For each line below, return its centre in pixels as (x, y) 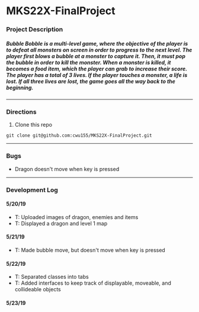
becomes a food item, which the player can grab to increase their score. (97, 69)
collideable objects (38, 290)
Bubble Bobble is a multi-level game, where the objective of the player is (97, 43)
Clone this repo (33, 125)
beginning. (20, 88)
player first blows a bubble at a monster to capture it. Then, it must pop (96, 56)
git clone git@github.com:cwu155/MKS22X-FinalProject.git (79, 136)
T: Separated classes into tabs (52, 277)
